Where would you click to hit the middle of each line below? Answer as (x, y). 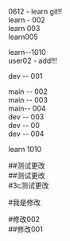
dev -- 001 (25, 76)
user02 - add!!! (33, 60)
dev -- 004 (26, 134)
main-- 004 (27, 108)
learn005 (23, 37)
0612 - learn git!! (35, 12)
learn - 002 (27, 20)
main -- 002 (28, 91)
